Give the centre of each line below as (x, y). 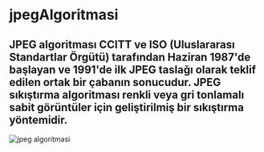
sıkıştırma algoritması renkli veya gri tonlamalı (127, 94)
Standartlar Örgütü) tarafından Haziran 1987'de (130, 57)
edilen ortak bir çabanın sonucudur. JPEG (115, 82)
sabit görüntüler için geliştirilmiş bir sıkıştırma (126, 107)
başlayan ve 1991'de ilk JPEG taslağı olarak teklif (132, 70)
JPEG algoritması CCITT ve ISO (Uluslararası (122, 45)
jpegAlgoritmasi (64, 15)
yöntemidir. (39, 119)
